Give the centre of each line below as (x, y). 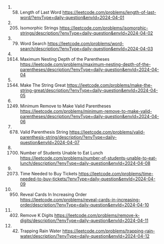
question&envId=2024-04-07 (50, 142)
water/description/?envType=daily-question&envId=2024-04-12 (85, 236)
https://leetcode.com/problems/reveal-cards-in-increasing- (80, 200)
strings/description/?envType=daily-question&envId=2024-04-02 (86, 33)
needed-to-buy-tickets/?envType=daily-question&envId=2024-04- (88, 179)
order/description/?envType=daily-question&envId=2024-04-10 (84, 205)
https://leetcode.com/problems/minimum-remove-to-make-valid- (86, 111)
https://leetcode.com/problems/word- (86, 43)
